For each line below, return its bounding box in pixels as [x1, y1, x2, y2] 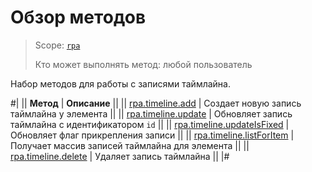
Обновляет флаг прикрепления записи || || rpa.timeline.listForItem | [10, 129, 295, 141]
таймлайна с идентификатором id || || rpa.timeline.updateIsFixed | [10, 118, 290, 130]
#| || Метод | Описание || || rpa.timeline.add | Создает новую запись [10, 97, 302, 109]
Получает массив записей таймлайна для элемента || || [10, 139, 250, 151]
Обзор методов [10, 6, 147, 29]
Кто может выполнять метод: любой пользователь [34, 58, 253, 70]
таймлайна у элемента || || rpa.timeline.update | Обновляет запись [10, 107, 293, 120]
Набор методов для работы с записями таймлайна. [10, 77, 231, 90]
